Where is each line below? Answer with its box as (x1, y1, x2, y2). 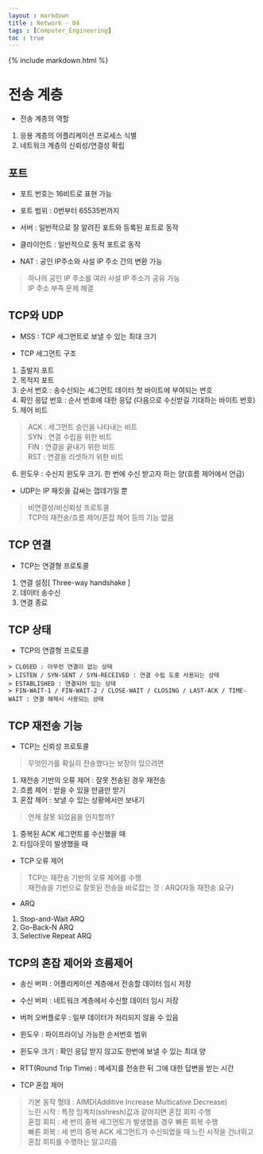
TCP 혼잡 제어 (19, 1080, 64, 1090)
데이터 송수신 (19, 587, 61, 597)
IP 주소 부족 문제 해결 (27, 283, 94, 293)
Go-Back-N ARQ (19, 922, 74, 932)
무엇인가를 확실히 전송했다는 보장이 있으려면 (27, 758, 164, 768)
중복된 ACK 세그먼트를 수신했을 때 (19, 829, 126, 839)
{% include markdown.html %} (8, 56, 109, 65)
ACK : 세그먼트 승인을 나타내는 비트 (27, 422, 137, 431)
